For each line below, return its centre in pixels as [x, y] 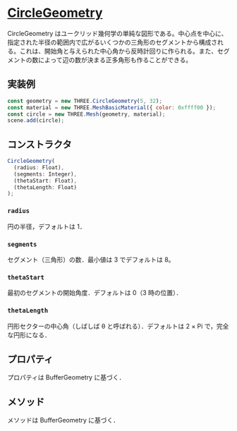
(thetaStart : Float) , [45, 181]
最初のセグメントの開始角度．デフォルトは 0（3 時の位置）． [95, 293]
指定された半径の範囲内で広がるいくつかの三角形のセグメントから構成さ [112, 42]
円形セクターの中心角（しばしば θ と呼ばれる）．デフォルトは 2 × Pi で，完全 [118, 326]
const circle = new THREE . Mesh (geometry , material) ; [86, 114]
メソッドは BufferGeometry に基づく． [63, 420]
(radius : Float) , [39, 167]
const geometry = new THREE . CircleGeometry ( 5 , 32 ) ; [85, 101]
